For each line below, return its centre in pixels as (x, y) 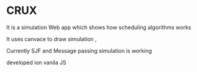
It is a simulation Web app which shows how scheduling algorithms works (99, 27)
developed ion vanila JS (36, 62)
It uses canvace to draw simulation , (52, 39)
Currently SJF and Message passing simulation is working (79, 51)
